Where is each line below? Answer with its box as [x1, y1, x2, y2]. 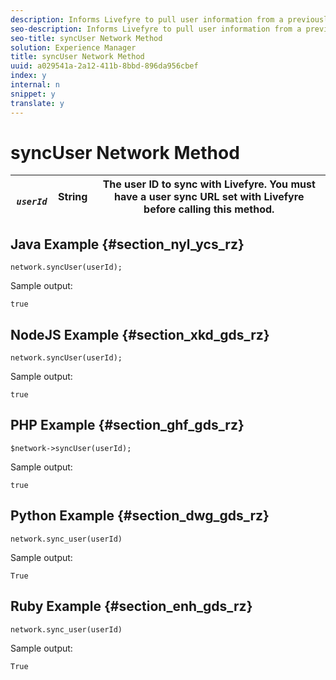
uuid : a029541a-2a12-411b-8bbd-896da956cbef [10, 61, 199, 71]
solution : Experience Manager [10, 42, 137, 53]
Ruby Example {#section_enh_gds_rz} [10, 598, 253, 615]
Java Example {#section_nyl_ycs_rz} [10, 236, 245, 253]
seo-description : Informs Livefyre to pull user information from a [10, 24, 302, 34]
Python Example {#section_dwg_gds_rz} [10, 507, 270, 525]
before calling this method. [143, 202, 275, 216]
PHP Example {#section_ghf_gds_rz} [10, 417, 245, 434]
